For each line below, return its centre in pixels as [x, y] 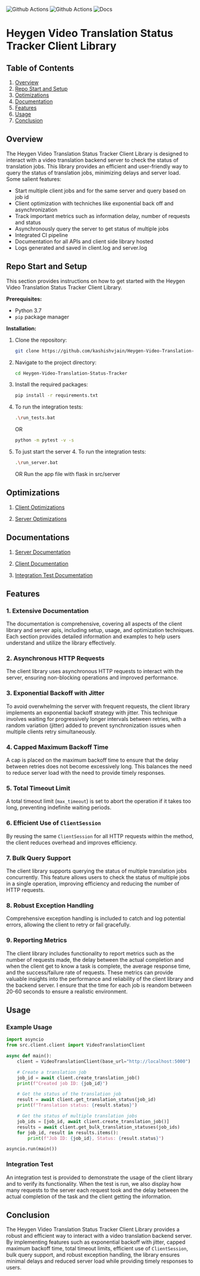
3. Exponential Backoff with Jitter [55, 693]
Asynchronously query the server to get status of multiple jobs [92, 228]
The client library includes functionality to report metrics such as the [90, 953]
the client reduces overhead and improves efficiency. [72, 842]
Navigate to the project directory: [56, 362]
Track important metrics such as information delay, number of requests [102, 216]
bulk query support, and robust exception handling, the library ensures [93, 1255]
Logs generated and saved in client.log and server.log [81, 247]
